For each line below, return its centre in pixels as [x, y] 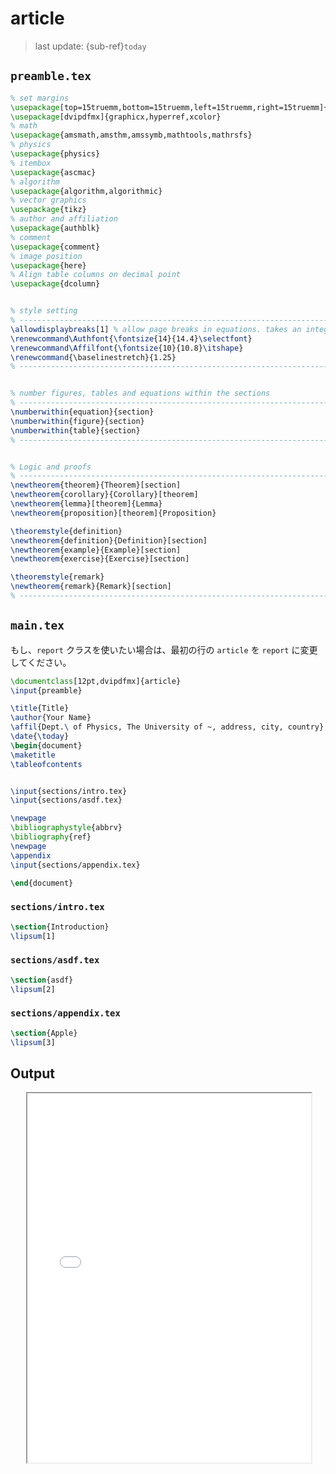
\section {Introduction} [60, 927]
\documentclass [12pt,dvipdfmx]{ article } [96, 681]
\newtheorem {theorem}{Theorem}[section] [96, 485]
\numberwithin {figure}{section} [77, 421]
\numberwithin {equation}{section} [82, 412]
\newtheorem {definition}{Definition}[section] [109, 540]
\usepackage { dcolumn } [55, 284]
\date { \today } [40, 737]
